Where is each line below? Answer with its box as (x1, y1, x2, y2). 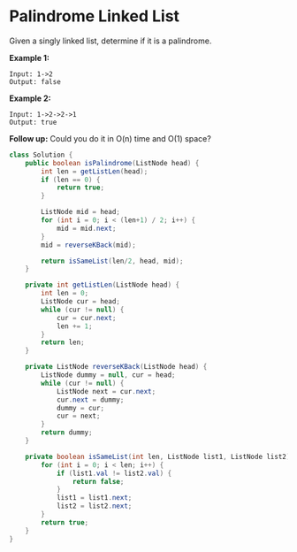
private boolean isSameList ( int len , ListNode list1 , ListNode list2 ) (25, 452, 291, 461)
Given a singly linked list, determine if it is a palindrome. (9, 35, 212, 46)
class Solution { (9, 150, 73, 159)
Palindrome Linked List (9, 6, 179, 27)
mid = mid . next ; (56, 224, 117, 233)
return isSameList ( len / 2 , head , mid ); (41, 257, 184, 265)
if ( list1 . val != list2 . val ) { (56, 469, 172, 478)
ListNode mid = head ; (41, 208, 121, 217)
